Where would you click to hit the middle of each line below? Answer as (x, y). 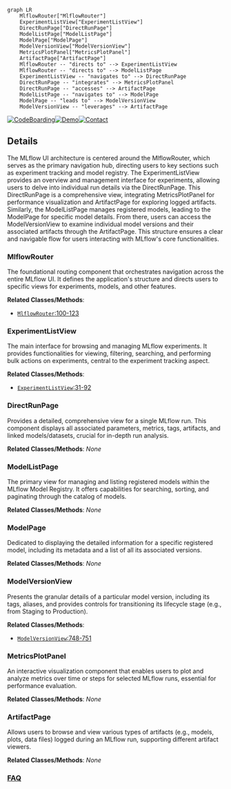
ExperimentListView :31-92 (54, 388)
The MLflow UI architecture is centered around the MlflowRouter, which (109, 158)
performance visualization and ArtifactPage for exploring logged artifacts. (112, 202)
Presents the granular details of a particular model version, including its (109, 596)
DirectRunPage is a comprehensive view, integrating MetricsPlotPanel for (111, 194)
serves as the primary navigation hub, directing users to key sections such (113, 165)
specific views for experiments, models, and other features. (92, 286)
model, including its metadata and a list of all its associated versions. (104, 550)
